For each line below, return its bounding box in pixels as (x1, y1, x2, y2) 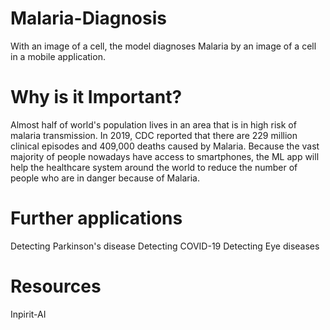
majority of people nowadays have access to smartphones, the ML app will (10, 150, 320, 162)
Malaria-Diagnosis (10, 7, 167, 30)
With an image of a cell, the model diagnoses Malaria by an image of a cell (10, 40, 317, 52)
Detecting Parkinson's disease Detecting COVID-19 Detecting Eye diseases (10, 240, 320, 252)
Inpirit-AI (10, 308, 47, 320)
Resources (10, 275, 102, 297)
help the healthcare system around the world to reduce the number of (10, 161, 298, 173)
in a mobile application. (10, 50, 106, 62)
